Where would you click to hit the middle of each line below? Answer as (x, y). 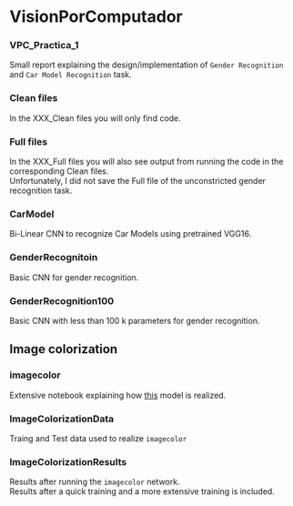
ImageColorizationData (62, 419)
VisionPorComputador (96, 17)
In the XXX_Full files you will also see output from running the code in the (146, 162)
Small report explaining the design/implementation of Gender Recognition (146, 65)
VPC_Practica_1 (44, 46)
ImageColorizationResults (68, 461)
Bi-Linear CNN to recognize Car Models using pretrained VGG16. (131, 234)
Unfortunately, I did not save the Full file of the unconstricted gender (138, 181)
